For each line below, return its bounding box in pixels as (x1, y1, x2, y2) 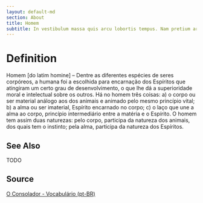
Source (6, 174, 34, 184)
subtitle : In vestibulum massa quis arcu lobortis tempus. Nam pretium (6, 25, 190, 32)
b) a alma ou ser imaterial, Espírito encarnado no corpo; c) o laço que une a (6, 104, 195, 111)
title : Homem (6, 20, 39, 26)
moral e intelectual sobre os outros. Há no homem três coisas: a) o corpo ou (6, 91, 196, 98)
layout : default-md (6, 8, 56, 15)
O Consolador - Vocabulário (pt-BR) (6, 190, 95, 197)
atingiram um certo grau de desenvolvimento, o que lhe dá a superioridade (6, 85, 193, 92)
